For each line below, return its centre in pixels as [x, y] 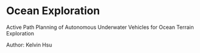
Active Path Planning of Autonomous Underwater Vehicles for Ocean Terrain [100, 27]
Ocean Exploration [53, 11]
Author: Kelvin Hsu [29, 45]
